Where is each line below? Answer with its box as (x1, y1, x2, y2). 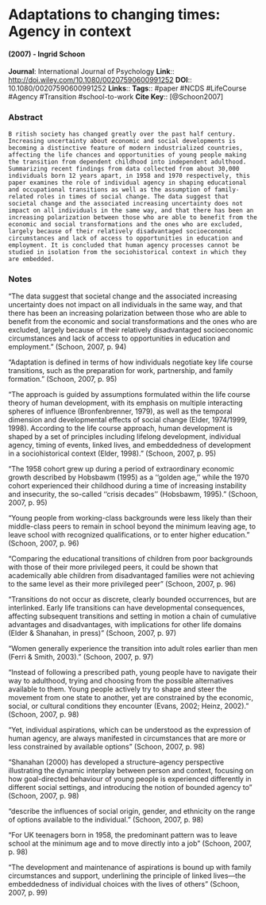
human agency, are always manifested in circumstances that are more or (8, 733, 246, 743)
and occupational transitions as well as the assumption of (8, 185, 212, 194)
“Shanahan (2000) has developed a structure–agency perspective (8, 757, 225, 767)
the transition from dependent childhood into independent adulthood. (8, 157, 247, 166)
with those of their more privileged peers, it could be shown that (8, 562, 218, 572)
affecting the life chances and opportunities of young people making (8, 151, 247, 159)
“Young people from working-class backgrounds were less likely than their (8, 513, 253, 522)
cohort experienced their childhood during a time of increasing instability (8, 480, 247, 490)
